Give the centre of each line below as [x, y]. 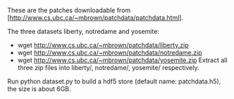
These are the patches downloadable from [69, 10]
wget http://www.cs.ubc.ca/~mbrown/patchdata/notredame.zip [110, 53]
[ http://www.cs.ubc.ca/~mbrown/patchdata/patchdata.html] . [96, 18]
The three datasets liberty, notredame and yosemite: [84, 31]
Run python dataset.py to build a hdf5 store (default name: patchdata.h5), [114, 81]
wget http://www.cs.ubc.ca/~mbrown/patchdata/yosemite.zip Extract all [122, 60]
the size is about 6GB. [39, 89]
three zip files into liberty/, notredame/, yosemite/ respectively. [108, 68]
